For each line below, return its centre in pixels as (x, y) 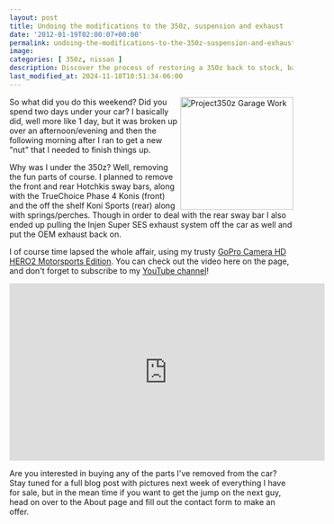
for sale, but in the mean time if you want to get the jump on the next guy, (145, 492)
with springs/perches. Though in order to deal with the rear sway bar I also (148, 215)
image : (22, 51)
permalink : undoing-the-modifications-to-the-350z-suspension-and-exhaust (153, 43)
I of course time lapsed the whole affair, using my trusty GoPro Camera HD (148, 251)
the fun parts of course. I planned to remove (91, 176)
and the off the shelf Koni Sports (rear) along (92, 205)
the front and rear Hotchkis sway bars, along (92, 186)
